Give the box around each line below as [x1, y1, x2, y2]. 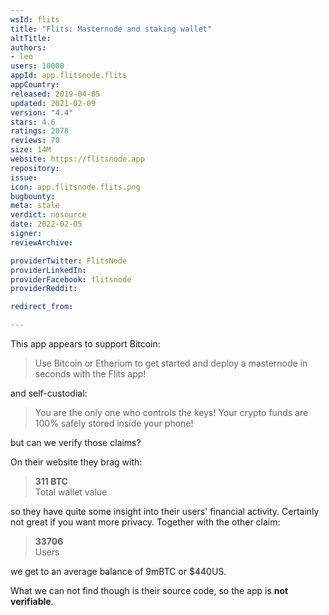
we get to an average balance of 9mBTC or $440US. [10, 566, 227, 577]
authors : [10, 42, 47, 53]
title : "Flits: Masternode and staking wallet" [10, 24, 213, 34]
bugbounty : [10, 191, 56, 201]
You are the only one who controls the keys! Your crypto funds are [34, 407, 309, 418]
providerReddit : [10, 284, 78, 294]
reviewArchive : [10, 237, 74, 248]
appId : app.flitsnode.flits [10, 71, 128, 81]
